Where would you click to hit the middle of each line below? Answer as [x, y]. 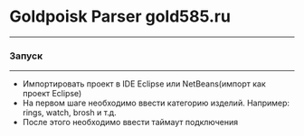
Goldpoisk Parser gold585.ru [120, 17]
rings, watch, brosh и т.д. [70, 113]
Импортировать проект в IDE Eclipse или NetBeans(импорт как [144, 84]
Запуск [26, 56]
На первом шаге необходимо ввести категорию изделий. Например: [156, 103]
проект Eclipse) [52, 94]
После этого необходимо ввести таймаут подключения [130, 122]
